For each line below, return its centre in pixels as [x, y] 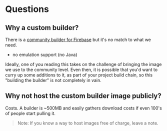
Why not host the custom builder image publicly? [83, 96]
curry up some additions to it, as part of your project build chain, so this [79, 75]
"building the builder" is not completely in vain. [53, 80]
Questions [27, 9]
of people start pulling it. [30, 113]
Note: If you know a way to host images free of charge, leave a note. [88, 123]
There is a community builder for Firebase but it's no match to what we [78, 39]
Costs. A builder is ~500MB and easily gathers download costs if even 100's [84, 108]
